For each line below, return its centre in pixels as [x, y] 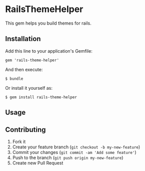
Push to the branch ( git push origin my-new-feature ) [68, 157]
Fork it [19, 141]
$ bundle [14, 79]
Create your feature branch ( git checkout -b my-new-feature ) [76, 147]
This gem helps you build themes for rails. [48, 23]
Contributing [25, 130]
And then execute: [24, 69]
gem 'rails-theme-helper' [32, 60]
